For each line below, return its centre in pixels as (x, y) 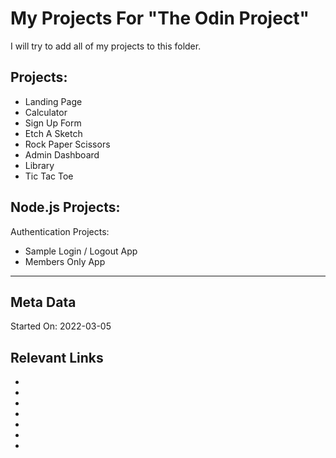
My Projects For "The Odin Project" (160, 18)
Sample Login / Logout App (81, 251)
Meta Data (43, 302)
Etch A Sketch (53, 133)
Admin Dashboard (62, 154)
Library (39, 165)
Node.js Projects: (65, 207)
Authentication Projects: (60, 231)
